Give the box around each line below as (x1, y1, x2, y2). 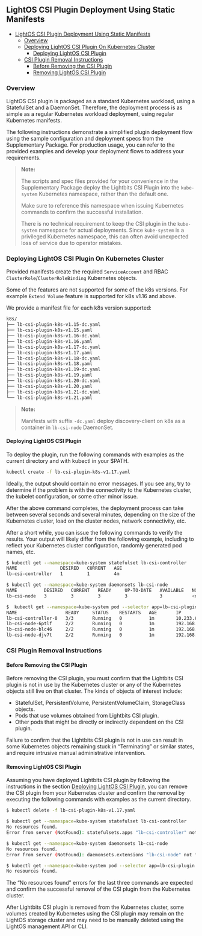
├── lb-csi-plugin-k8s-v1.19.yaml (6, 372, 93, 378)
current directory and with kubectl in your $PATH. (6, 457, 129, 464)
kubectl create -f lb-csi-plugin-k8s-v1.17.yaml (6, 469, 130, 475)
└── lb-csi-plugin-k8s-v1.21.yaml (6, 395, 93, 401)
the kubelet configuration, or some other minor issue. (6, 492, 138, 500)
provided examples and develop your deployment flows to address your (6, 148, 185, 155)
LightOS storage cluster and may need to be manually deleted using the (6, 917, 184, 924)
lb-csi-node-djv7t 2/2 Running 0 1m (6, 632, 155, 638)
